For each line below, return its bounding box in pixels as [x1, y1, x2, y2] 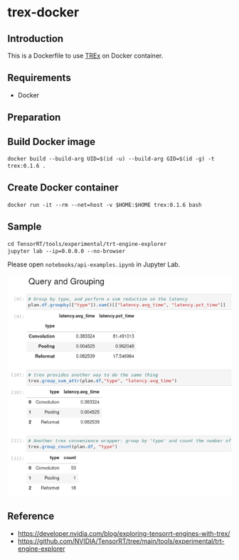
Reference [7, 510, 55, 522]
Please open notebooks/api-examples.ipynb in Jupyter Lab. [7, 260, 181, 269]
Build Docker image [7, 136, 96, 148]
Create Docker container [7, 182, 119, 194]
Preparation [7, 112, 61, 124]
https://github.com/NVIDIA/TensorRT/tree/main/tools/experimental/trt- [17, 537, 225, 545]
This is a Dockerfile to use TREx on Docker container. [7, 51, 164, 60]
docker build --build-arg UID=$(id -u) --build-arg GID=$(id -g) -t [7, 156, 215, 163]
